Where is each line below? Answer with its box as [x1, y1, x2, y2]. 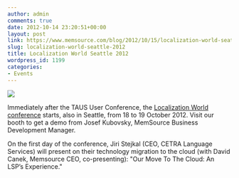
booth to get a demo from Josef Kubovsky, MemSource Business [7, 118, 198, 127]
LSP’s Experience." [7, 162, 63, 171]
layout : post [7, 30, 46, 38]
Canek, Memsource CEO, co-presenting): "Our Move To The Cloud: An [7, 155, 215, 163]
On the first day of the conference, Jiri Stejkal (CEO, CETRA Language [7, 140, 213, 148]
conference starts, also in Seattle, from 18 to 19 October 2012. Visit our [7, 110, 215, 119]
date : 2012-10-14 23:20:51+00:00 [7, 23, 107, 31]
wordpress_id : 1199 [7, 57, 65, 64]
